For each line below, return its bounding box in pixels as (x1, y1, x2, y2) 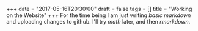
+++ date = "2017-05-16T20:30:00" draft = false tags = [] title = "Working (6, 5, 193, 12)
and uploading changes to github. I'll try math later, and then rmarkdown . (6, 18, 191, 25)
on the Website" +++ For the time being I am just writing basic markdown (6, 12, 191, 19)
